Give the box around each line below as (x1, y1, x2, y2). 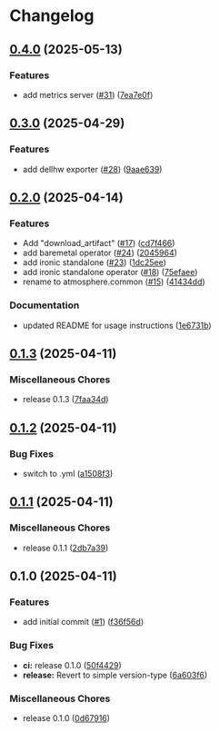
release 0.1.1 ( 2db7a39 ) (22, 542, 109, 553)
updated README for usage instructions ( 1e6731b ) (22, 320, 212, 331)
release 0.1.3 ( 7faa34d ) (22, 394, 109, 405)
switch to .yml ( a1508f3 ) (22, 468, 114, 479)
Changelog (9, 5, 95, 26)
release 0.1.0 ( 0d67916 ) (22, 712, 111, 723)
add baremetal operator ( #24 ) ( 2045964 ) (22, 247, 177, 259)
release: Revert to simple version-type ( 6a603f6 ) (22, 669, 208, 680)
